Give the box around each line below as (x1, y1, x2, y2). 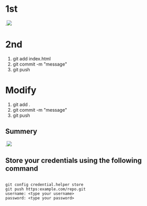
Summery (5, 127, 37, 136)
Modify (5, 85, 37, 96)
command (5, 164, 38, 173)
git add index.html (12, 55, 51, 61)
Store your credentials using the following (5, 156, 142, 165)
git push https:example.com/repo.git (5, 187, 86, 192)
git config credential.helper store (5, 182, 83, 188)
